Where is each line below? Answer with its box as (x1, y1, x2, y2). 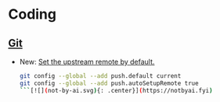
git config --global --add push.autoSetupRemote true (19, 79, 199, 87)
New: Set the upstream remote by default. (19, 57, 155, 66)
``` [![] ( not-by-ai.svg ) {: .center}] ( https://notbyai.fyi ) (19, 86, 213, 94)
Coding (8, 5, 57, 23)
